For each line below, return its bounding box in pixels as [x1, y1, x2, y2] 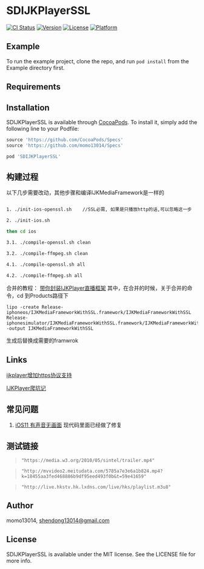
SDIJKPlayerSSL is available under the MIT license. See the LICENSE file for [6, 550, 196, 557]
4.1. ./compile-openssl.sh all [6, 261, 86, 268]
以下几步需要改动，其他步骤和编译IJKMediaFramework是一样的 [6, 189, 165, 197]
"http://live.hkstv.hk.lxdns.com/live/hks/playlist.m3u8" [21, 484, 171, 490]
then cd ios [6, 229, 36, 235]
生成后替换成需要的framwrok [6, 337, 79, 344]
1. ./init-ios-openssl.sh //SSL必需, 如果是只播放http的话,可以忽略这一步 [6, 206, 192, 213]
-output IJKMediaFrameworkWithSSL [6, 325, 94, 332]
